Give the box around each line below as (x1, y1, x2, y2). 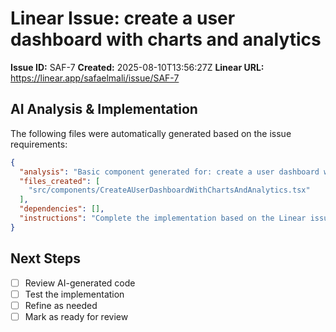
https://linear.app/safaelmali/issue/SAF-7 (10, 72, 180, 84)
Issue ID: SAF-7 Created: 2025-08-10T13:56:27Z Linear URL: (10, 61, 265, 73)
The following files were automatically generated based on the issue (10, 127, 292, 139)
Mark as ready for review (24, 310, 129, 322)
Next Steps (10, 250, 81, 267)
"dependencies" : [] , (19, 204, 105, 214)
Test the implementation (24, 288, 125, 300)
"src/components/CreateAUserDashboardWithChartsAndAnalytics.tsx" (28, 185, 311, 196)
